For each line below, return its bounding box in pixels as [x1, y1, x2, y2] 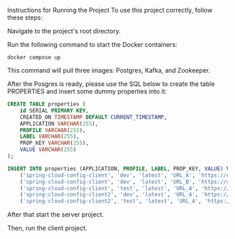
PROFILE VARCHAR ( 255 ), [20, 126, 86, 133]
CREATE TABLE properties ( [7, 101, 86, 108]
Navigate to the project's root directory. [7, 27, 121, 35]
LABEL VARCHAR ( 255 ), [20, 133, 80, 140]
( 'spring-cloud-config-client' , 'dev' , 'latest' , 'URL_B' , [20, 178, 196, 185]
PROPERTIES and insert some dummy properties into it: [7, 87, 167, 95]
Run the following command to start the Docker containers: [7, 41, 178, 48]
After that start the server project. [7, 210, 104, 219]
